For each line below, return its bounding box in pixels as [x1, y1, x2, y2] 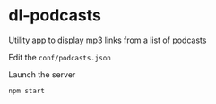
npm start [8, 86, 46, 95]
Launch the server [8, 68, 76, 80]
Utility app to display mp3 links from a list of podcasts [8, 35, 207, 45]
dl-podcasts [8, 5, 102, 26]
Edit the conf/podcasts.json [8, 52, 111, 62]
